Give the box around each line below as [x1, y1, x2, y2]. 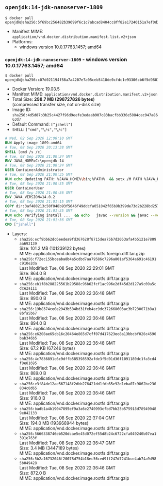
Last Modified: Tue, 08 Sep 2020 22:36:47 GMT [19, 440, 115, 446]
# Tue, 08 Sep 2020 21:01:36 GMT [5, 217, 73, 222]
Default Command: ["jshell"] [12, 121, 73, 127]
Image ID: [12, 107, 32, 112]
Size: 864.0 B [19, 270, 47, 276]
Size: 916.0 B [19, 395, 45, 401]
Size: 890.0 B [19, 295, 47, 301]
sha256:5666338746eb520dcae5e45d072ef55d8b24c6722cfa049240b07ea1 [19, 431, 157, 436]
